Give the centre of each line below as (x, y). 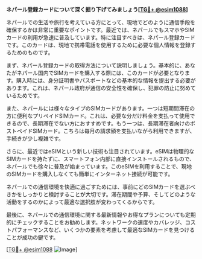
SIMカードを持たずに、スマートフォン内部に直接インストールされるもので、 (100, 159)
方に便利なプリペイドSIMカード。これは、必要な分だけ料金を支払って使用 (98, 116)
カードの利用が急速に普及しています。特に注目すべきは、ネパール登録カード (101, 37)
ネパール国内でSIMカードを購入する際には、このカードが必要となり (101, 73)
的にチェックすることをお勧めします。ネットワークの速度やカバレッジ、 (96, 222)
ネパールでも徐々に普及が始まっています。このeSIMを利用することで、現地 (99, 166)
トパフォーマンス (27, 230)
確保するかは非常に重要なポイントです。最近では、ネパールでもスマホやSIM (100, 30)
